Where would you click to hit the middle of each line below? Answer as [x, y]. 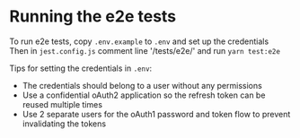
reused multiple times [62, 104]
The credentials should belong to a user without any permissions [142, 85]
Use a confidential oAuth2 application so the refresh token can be [144, 95]
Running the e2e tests [93, 17]
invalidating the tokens [64, 124]
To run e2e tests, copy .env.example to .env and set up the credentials [139, 41]
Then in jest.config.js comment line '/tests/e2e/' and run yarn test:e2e [145, 50]
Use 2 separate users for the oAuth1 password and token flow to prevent [156, 114]
